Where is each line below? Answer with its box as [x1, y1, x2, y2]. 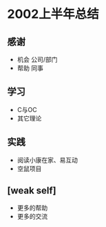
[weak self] [7, 185, 56, 197]
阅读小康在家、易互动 [17, 155, 78, 164]
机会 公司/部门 [17, 56, 58, 63]
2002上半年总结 [7, 6, 100, 22]
